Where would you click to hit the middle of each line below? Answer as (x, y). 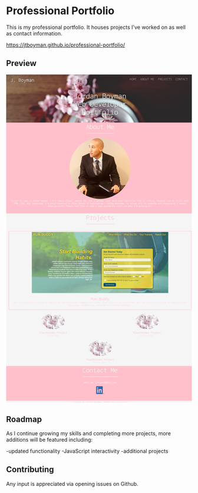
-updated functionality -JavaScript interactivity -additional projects (87, 451)
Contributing (30, 470)
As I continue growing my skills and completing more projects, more (89, 433)
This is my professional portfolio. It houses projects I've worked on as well (96, 27)
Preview (22, 63)
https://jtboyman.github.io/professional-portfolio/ (66, 45)
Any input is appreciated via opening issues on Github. (72, 484)
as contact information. (34, 33)
